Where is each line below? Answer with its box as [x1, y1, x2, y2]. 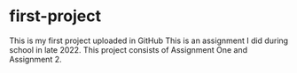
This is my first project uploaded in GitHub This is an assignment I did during [9, 35, 289, 46]
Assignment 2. [9, 54, 62, 64]
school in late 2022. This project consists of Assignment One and [9, 44, 248, 55]
